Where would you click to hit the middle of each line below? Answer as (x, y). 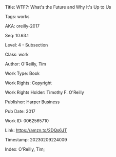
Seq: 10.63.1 (17, 35)
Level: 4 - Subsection (27, 45)
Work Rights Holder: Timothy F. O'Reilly (45, 92)
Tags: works (17, 16)
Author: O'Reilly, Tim (26, 64)
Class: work (17, 54)
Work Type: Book (22, 73)
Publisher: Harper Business (32, 102)
